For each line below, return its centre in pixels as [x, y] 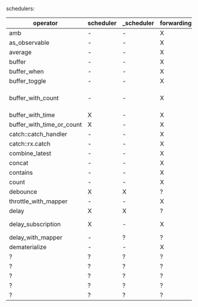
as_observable [29, 43]
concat [19, 163]
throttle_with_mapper [38, 201]
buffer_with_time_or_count [46, 125]
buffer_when [27, 71]
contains [21, 172]
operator [46, 23]
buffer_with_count [34, 98]
